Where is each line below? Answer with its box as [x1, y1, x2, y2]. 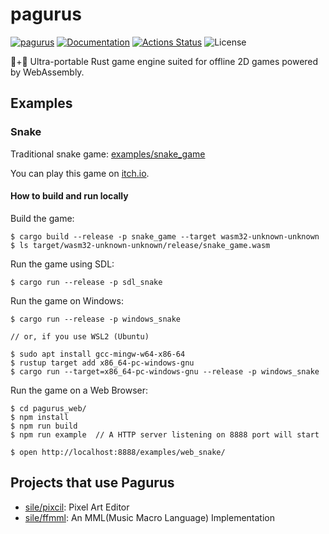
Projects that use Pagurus [10, 474, 175, 492]
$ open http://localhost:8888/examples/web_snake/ [10, 447, 226, 457]
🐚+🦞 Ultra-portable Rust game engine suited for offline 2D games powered [10, 55, 319, 67]
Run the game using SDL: [10, 258, 115, 270]
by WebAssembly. [10, 66, 85, 78]
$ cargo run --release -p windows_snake [10, 314, 182, 324]
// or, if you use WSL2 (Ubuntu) [10, 331, 150, 342]
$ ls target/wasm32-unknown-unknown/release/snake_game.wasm [10, 240, 271, 250]
